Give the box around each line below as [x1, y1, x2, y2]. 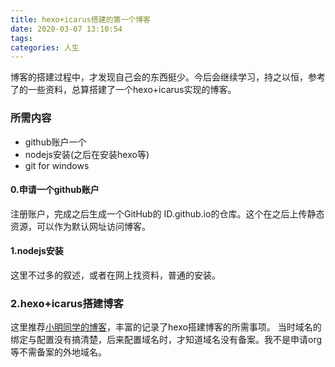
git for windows [24, 159, 90, 171]
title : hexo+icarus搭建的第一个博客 [10, 14, 151, 25]
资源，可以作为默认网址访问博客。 [10, 220, 151, 232]
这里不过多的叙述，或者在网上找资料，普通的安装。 [10, 269, 221, 281]
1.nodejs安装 [10, 245, 64, 257]
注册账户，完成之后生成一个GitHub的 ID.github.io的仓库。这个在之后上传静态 [10, 207, 325, 220]
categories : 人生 [10, 42, 80, 53]
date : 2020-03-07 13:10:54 [10, 24, 123, 34]
